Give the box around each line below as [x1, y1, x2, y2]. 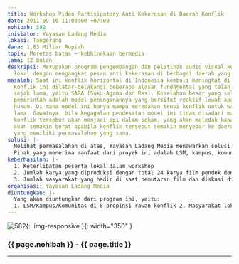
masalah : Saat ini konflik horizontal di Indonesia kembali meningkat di [7, 76, 231, 84]
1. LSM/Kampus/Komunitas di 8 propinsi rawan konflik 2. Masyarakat [14, 202, 221, 210]
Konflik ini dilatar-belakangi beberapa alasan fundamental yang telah [14, 83, 231, 90]
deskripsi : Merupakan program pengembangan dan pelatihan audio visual [7, 63, 224, 70]
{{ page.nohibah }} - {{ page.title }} [7, 239, 132, 249]
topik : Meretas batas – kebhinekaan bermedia [7, 51, 144, 58]
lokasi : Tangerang [7, 37, 62, 44]
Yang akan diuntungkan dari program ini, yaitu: [14, 196, 161, 203]
